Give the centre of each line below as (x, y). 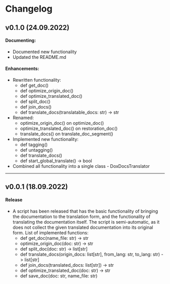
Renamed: (23, 118)
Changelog (29, 9)
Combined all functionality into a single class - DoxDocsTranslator (81, 166)
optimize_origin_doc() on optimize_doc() (62, 123)
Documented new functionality (45, 52)
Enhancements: (22, 68)
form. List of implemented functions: (50, 233)
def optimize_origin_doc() (47, 91)
